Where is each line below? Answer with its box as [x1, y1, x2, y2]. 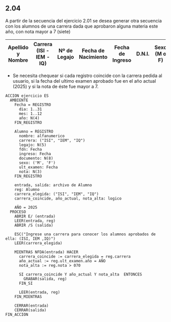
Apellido [8, 43, 29, 51]
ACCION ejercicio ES [5, 93, 49, 98]
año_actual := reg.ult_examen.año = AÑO [18, 258, 106, 263]
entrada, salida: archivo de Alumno [14, 182, 93, 188]
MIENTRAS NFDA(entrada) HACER [14, 250, 79, 255]
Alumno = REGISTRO [14, 129, 53, 134]
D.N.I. [136, 50, 150, 57]
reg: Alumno [14, 187, 40, 192]
